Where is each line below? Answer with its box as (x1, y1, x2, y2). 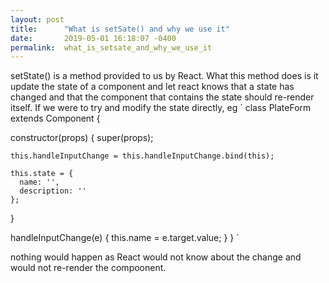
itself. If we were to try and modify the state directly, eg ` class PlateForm (10, 102, 312, 114)
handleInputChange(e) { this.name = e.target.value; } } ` (10, 232, 240, 244)
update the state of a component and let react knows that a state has (10, 81, 295, 93)
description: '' (19, 186, 87, 196)
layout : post (10, 14, 65, 25)
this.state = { (10, 169, 74, 179)
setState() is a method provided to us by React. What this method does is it (10, 70, 319, 82)
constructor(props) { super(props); (10, 132, 154, 144)
